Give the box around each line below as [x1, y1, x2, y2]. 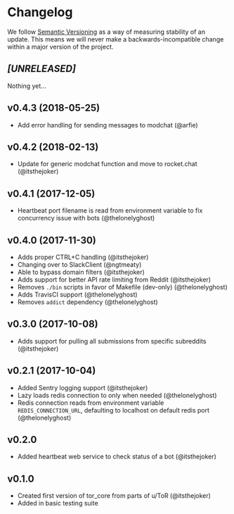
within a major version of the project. [7, 42, 114, 51]
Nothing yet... [7, 82, 47, 90]
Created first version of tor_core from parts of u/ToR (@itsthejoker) [17, 491, 211, 500]
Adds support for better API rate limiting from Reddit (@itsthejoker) [17, 275, 212, 284]
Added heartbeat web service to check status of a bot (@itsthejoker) [17, 452, 216, 461]
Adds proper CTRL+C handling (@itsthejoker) [17, 253, 149, 261]
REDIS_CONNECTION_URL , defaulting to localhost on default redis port [17, 406, 209, 414]
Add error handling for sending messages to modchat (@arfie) [17, 120, 198, 129]
